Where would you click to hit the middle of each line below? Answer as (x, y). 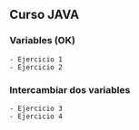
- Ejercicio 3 (36, 108)
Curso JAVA (45, 15)
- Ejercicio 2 (36, 67)
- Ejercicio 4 (36, 116)
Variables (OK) (42, 41)
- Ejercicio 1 (36, 59)
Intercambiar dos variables (70, 89)
